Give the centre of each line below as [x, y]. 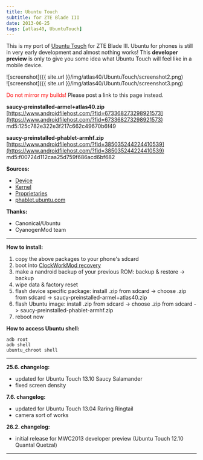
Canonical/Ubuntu [38, 223]
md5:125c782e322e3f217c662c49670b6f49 [61, 126]
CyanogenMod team [40, 230]
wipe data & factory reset [47, 284]
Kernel [23, 187]
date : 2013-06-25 [28, 23]
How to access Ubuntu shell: [43, 329]
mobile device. [25, 65]
